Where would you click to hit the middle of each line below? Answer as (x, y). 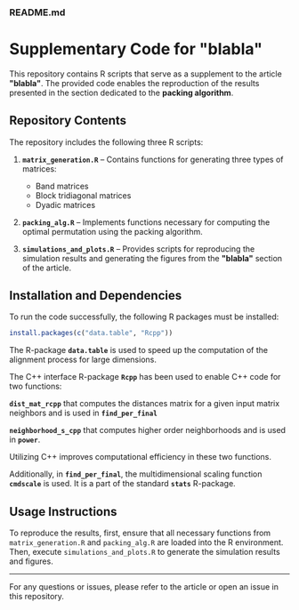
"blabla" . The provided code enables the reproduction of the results (134, 83)
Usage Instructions (63, 512)
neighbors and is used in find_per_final (83, 413)
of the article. (47, 268)
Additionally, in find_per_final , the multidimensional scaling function (136, 474)
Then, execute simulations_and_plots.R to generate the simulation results (145, 552)
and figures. (31, 561)
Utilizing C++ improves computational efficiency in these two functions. (141, 457)
